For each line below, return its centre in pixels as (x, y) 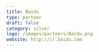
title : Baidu (23, 12)
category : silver (28, 28)
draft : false (23, 23)
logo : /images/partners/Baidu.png (50, 34)
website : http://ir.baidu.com (44, 39)
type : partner (24, 17)
